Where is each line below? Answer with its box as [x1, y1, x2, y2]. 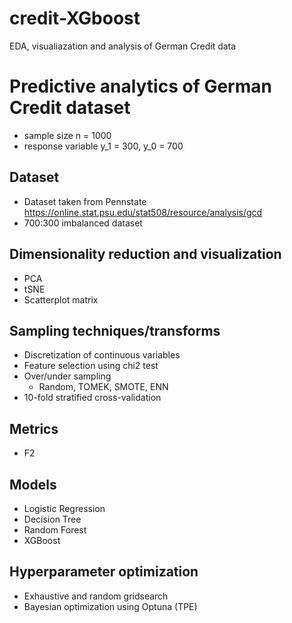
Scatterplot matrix [23, 293, 99, 306]
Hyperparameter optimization [9, 563, 199, 581]
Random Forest [23, 523, 87, 536]
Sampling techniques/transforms [9, 322, 221, 339]
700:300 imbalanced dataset [23, 217, 143, 229]
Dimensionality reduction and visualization [9, 246, 282, 263]
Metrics [9, 420, 59, 437]
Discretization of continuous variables [23, 349, 181, 361]
